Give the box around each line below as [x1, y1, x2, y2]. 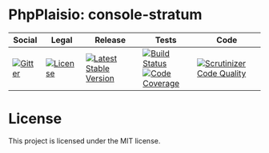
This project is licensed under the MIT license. [8, 135, 161, 145]
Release [94, 34, 126, 45]
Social [13, 34, 38, 45]
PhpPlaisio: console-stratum [8, 6, 203, 24]
